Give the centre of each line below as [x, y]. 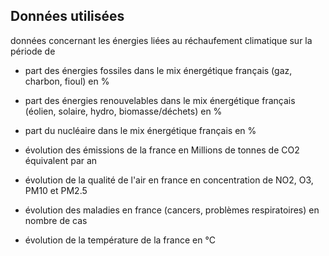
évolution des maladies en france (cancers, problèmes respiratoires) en [172, 210]
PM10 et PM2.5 [56, 190]
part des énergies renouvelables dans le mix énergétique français [160, 100]
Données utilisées [67, 16]
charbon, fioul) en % [67, 81]
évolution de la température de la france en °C [120, 240]
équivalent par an [61, 160]
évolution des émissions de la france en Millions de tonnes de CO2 [162, 150]
